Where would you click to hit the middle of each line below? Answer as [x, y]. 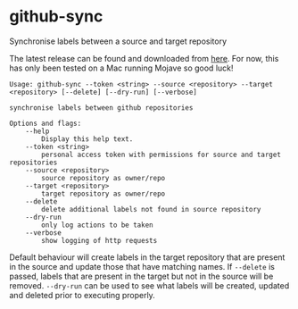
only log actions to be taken [97, 225]
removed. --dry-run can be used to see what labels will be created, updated [149, 285]
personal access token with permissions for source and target [161, 154]
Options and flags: [46, 123]
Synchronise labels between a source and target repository [118, 41]
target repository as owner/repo [103, 194]
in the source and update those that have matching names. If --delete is [142, 266]
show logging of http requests [99, 240]
